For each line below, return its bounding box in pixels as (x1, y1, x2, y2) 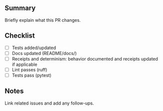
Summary (4, 4, 36, 12)
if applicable (11, 61, 38, 67)
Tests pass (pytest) (11, 72, 52, 78)
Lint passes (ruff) (11, 66, 48, 72)
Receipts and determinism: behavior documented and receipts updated (11, 55, 158, 61)
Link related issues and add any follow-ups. (4, 100, 94, 106)
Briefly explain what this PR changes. (4, 17, 81, 23)
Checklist (4, 32, 35, 40)
